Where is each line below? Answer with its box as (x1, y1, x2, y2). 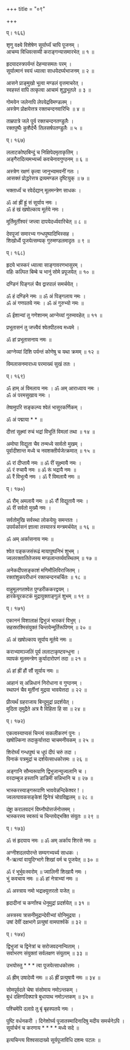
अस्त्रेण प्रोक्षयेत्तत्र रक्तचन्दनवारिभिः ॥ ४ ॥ (6, 105, 85, 112)
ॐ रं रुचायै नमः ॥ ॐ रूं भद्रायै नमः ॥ (6, 466, 77, 473)
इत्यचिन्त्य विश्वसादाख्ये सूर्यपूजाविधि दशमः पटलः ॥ (6, 1037, 101, 1043)
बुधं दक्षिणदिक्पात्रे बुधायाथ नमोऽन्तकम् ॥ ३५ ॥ (6, 993, 94, 1000)
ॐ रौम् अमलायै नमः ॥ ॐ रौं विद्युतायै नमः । (6, 498, 89, 504)
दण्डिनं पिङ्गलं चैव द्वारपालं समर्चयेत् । (6, 280, 78, 287)
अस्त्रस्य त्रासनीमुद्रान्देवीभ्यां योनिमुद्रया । (6, 912, 81, 918)
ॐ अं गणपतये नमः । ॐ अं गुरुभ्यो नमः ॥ (6, 300, 84, 306)
